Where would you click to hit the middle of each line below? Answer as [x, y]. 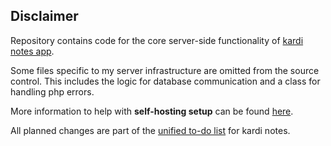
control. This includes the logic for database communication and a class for [165, 81]
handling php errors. [52, 91]
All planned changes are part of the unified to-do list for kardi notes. [150, 130]
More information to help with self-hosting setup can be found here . [152, 111]
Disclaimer [44, 16]
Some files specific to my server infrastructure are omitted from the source [165, 70]
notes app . [32, 51]
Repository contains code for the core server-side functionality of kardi [157, 40]
